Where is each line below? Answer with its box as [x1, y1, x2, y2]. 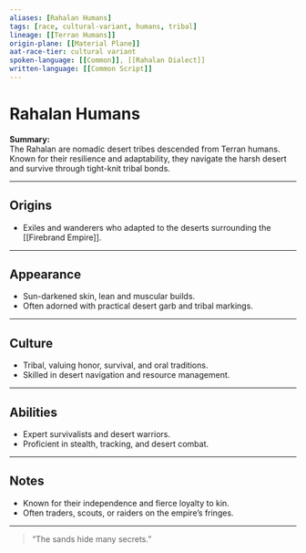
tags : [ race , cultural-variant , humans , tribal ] [9, 22, 198, 31]
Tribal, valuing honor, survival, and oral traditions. [22, 360, 209, 370]
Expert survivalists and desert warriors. [22, 429, 171, 440]
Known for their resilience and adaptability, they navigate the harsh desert [9, 152, 287, 164]
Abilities [9, 404, 57, 420]
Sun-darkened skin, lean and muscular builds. [22, 291, 196, 302]
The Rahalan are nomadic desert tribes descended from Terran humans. [9, 143, 280, 154]
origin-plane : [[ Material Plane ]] [9, 38, 141, 48]
